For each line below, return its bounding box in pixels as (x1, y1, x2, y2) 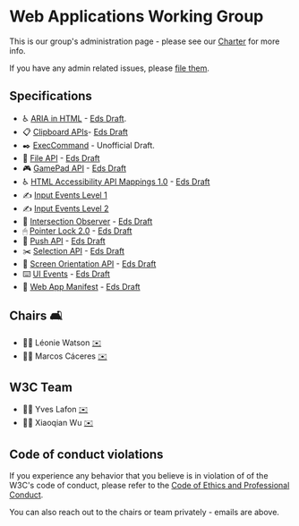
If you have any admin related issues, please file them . (9, 63, 210, 73)
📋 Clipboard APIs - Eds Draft (21, 126, 128, 137)
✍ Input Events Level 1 (21, 190, 107, 200)
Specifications (9, 89, 92, 104)
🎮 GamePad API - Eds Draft (21, 163, 127, 174)
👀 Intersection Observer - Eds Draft (21, 216, 153, 226)
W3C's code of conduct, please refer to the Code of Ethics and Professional (9, 480, 290, 491)
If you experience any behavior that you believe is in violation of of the (9, 471, 269, 481)
